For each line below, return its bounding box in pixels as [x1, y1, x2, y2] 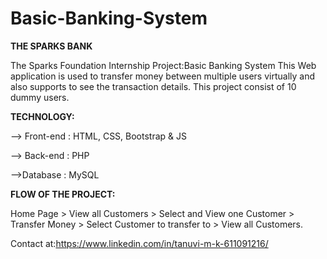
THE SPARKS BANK [10, 40, 93, 52]
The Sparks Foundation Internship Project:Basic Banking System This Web [10, 59, 317, 71]
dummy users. [10, 91, 70, 103]
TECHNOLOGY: [10, 110, 75, 122]
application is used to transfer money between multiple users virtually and [10, 70, 316, 82]
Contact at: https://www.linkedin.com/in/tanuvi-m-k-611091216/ [10, 237, 269, 249]
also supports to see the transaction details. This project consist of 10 [10, 80, 297, 92]
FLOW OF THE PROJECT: [10, 188, 116, 200]
